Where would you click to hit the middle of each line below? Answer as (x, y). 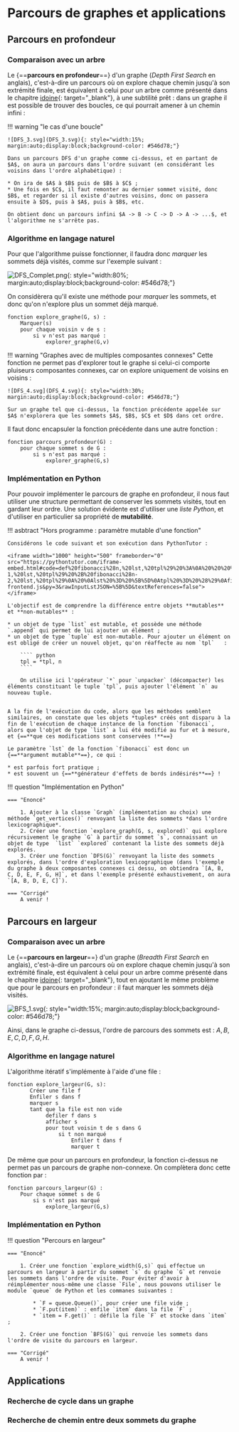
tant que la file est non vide (76, 1110)
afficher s (62, 1122)
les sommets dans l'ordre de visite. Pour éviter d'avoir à (99, 1278)
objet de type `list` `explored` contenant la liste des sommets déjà (116, 844)
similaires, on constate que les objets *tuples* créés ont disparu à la (119, 718)
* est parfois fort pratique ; (54, 768)
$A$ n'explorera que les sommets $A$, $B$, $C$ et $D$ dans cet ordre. (116, 416)
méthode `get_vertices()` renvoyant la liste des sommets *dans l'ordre (117, 819)
